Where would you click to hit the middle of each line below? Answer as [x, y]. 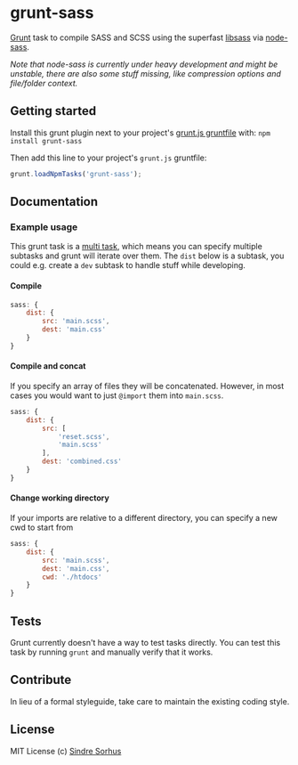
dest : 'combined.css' [82, 461]
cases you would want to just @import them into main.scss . [117, 395]
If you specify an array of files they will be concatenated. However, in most [147, 386]
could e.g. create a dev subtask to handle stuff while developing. [128, 265]
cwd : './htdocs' [72, 577]
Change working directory [60, 498]
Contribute [41, 680]
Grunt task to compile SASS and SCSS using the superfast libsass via [137, 37]
